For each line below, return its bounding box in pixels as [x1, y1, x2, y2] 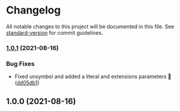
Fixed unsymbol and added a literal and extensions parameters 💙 [14, 73, 172, 80]
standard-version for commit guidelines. [6, 29, 103, 36]
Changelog [6, 4, 61, 17]
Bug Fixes [6, 59, 35, 68]
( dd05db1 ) [14, 79, 40, 86]
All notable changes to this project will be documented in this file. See [6, 23, 175, 30]
